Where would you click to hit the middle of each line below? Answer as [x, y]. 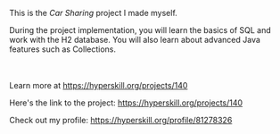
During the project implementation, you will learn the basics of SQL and [140, 30]
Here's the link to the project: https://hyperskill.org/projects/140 [126, 103]
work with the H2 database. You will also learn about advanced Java [135, 40]
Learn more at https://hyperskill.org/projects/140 [99, 85]
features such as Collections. [63, 49]
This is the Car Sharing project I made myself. [94, 13]
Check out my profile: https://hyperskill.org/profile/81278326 [121, 120]
